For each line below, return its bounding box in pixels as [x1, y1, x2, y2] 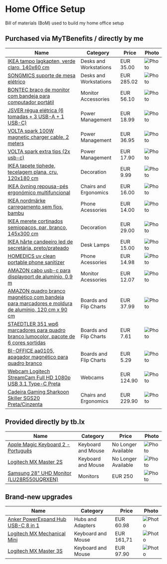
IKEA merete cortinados [7, 218, 63, 225]
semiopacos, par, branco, [7, 224, 67, 231]
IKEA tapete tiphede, [7, 162, 56, 169]
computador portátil [7, 99, 54, 106]
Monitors [78, 472, 99, 479]
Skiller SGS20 [7, 395, 40, 402]
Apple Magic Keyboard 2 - [7, 441, 71, 448]
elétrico [7, 78, 26, 85]
